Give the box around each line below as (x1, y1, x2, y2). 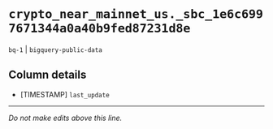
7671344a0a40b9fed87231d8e (8, 21, 191, 37)
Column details (8, 68, 87, 82)
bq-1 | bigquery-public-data (8, 44, 103, 54)
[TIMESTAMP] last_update (19, 89, 110, 99)
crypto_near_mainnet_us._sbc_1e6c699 (8, 6, 264, 22)
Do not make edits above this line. (8, 113, 123, 123)
